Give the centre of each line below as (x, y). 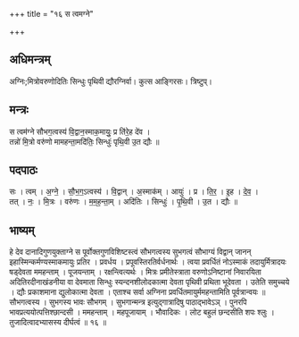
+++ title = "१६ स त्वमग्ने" (51, 14)
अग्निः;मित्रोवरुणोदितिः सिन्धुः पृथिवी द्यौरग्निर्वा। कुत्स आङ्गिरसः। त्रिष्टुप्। (111, 81)
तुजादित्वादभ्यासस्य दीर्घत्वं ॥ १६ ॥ (58, 323)
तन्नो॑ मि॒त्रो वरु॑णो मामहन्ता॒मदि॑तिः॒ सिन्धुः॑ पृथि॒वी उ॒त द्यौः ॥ (84, 141)
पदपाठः (24, 170)
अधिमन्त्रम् (30, 59)
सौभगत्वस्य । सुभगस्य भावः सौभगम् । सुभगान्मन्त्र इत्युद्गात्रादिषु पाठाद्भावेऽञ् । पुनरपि (128, 302)
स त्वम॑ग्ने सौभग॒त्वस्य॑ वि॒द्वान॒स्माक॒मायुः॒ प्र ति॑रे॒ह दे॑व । (80, 131)
